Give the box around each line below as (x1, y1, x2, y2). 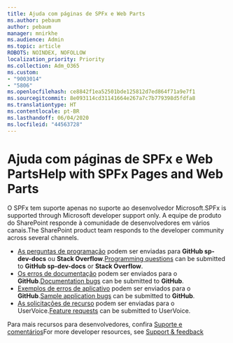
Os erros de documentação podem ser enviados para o (17, 269, 178, 278)
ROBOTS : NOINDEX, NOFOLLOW (7, 50, 86, 57)
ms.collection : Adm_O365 (7, 62, 80, 69)
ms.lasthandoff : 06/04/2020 (7, 114, 90, 121)
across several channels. (7, 234, 79, 242)
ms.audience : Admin (7, 36, 64, 43)
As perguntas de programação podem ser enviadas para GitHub (17, 247, 204, 255)
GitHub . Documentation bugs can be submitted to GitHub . (17, 277, 184, 286)
